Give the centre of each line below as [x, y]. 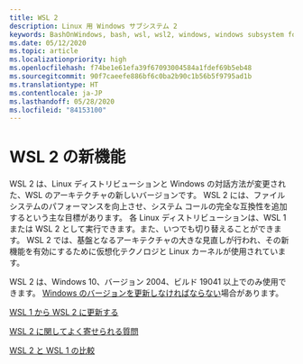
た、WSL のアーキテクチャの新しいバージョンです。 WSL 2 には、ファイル [147, 196]
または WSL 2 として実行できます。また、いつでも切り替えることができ [142, 229]
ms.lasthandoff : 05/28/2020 [62, 101]
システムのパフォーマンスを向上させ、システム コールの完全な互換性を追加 [148, 206]
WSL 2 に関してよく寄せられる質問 [74, 332]
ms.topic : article [44, 51]
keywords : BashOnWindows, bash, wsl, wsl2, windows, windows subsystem [147, 34]
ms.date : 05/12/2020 [48, 43]
